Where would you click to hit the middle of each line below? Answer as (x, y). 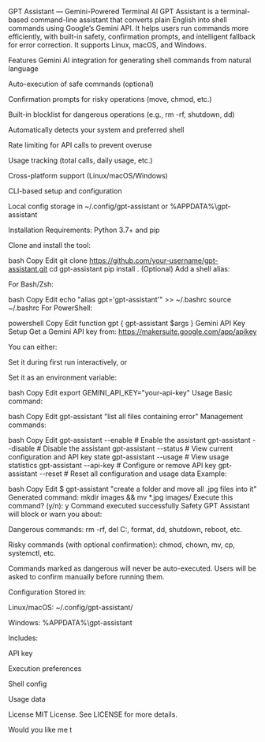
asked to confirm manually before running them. (86, 577)
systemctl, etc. (32, 553)
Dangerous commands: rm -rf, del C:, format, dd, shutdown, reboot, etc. (125, 529)
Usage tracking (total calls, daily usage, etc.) (80, 160)
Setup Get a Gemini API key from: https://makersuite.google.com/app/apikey (132, 332)
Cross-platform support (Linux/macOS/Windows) (88, 176)
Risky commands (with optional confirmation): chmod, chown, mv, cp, (121, 545)
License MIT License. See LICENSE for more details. (93, 714)
